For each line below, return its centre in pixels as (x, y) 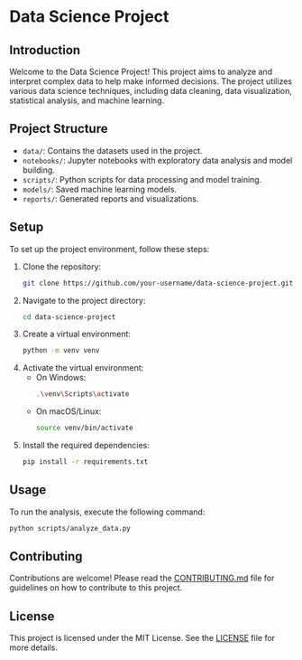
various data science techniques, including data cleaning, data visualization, (151, 91)
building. (39, 170)
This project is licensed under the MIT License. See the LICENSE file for (142, 638)
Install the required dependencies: (86, 445)
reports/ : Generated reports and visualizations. (110, 198)
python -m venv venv (61, 351)
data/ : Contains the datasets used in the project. (112, 150)
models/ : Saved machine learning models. (100, 189)
